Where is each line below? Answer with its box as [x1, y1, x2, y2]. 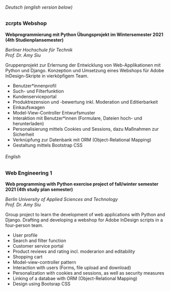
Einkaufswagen [12, 104, 45, 110]
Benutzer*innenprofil [12, 82, 57, 89]
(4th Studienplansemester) [5, 37, 64, 43]
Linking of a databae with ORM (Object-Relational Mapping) [12, 275, 138, 282]
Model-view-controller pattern [12, 259, 76, 266]
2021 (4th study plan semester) [5, 186, 73, 193]
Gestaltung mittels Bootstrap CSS [12, 142, 83, 148]
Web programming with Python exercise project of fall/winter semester [5, 181, 159, 187]
